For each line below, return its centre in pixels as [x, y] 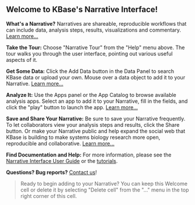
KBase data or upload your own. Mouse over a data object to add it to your [96, 77]
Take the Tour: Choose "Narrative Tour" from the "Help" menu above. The [95, 47]
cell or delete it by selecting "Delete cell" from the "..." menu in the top [105, 190]
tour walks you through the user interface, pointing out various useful [90, 53]
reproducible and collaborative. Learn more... [60, 143]
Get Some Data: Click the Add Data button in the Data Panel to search [90, 71]
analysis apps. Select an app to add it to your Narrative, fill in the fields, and [97, 101]
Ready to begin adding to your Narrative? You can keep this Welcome [104, 183]
